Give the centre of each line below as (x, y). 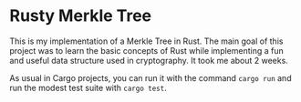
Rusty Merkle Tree (81, 16)
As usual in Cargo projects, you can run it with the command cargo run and (150, 77)
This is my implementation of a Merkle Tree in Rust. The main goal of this (146, 41)
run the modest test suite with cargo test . (88, 87)
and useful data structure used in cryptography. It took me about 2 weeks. (149, 60)
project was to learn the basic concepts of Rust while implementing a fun (147, 50)
